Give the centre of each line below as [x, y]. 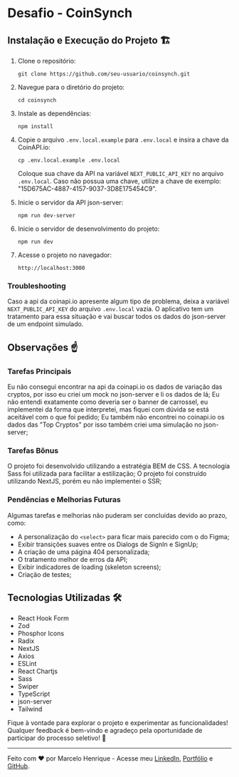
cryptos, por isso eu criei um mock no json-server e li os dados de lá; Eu [113, 394]
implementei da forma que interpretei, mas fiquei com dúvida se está [108, 409]
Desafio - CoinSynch [70, 13]
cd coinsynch [37, 100]
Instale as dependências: [54, 113]
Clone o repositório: [47, 61]
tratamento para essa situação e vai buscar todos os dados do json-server [117, 317]
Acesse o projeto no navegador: [65, 255]
